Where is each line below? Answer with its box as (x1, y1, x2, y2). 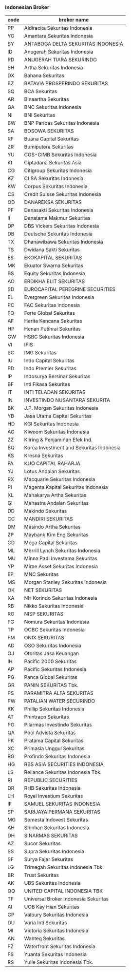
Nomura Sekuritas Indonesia (24, 618, 89, 625)
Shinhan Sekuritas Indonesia (24, 824, 90, 831)
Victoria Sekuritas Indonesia (24, 927, 89, 934)
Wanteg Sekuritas (24, 935, 65, 942)
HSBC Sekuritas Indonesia (24, 333, 84, 340)
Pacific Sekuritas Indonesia (24, 666, 87, 673)
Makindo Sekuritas (24, 508, 67, 515)
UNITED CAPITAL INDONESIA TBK (24, 888, 103, 895)
